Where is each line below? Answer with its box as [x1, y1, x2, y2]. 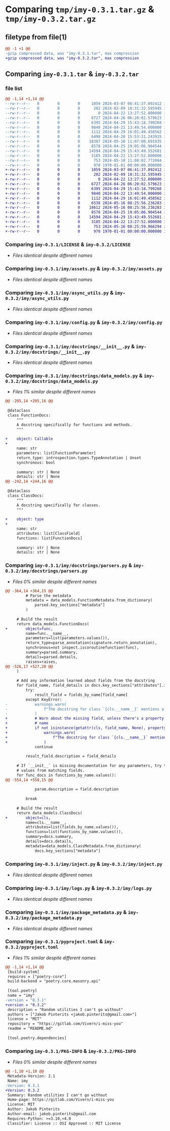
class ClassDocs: [7, 493, 44, 498]
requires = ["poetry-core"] [7, 974, 67, 979]
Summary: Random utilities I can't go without [7, 1092, 108, 1097]
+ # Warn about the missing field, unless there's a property [5, 716, 164, 721]
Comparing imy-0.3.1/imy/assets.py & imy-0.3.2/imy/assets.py [5, 265, 163, 272]
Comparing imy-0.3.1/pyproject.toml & [5, 938, 103, 945]
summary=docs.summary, [25, 834, 73, 839]
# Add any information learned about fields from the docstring [16, 678, 155, 683]
